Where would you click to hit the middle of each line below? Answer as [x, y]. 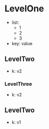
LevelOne [24, 9]
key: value [22, 43]
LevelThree [18, 84]
